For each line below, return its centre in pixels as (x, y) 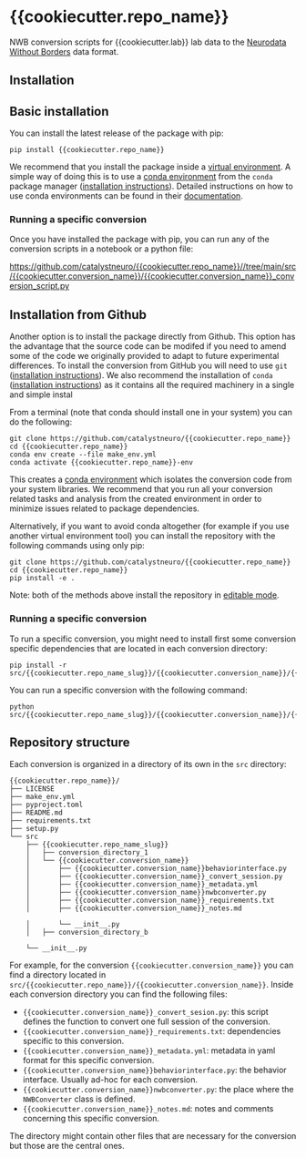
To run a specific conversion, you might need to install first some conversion (153, 639)
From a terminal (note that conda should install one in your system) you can (151, 413)
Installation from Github (78, 315)
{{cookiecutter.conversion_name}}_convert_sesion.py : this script (145, 1012)
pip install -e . (42, 579)
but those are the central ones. (67, 1146)
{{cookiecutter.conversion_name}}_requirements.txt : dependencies (152, 1031)
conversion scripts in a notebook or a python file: (102, 249)
